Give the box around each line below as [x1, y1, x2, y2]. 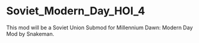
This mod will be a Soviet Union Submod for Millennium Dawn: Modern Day [6, 24, 193, 31]
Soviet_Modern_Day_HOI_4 [6, 4, 145, 18]
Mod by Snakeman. [6, 30, 54, 37]
